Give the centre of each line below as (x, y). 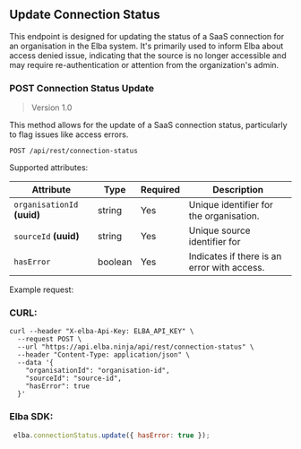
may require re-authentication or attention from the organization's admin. (144, 65)
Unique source (219, 230)
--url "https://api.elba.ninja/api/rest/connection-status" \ (136, 347)
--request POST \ (50, 340)
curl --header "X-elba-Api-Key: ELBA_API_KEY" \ (102, 332)
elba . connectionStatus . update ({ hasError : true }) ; (112, 435)
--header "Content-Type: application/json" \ (104, 355)
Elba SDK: (31, 417)
